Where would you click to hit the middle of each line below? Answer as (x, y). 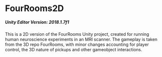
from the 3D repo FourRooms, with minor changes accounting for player (77, 44)
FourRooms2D (34, 8)
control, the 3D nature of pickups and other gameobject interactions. (73, 50)
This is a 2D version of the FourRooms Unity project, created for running (77, 34)
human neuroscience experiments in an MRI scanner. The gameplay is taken (81, 40)
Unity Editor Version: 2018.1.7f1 (37, 22)
